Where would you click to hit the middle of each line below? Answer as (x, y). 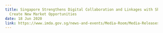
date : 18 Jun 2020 (24, 18)
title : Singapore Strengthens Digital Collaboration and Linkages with (79, 9)
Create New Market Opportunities (43, 14)
